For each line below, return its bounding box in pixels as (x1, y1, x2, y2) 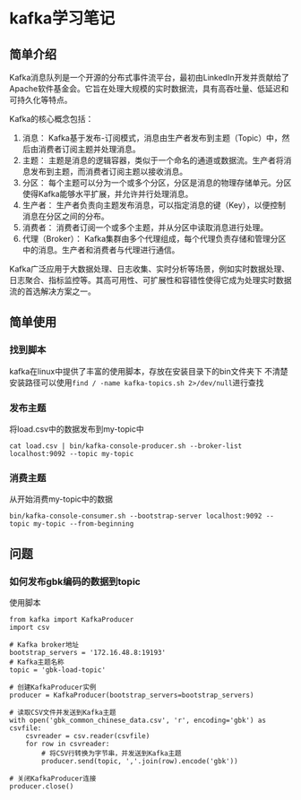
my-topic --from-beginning (32, 520, 134, 529)
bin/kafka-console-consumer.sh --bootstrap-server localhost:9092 (9, 512, 262, 520)
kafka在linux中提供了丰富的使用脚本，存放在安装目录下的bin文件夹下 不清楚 (9, 366, 288, 376)
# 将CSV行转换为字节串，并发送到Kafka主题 (41, 749, 182, 758)
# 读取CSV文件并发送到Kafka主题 (9, 708, 116, 717)
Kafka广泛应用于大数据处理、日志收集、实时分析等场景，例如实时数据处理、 (9, 263, 289, 274)
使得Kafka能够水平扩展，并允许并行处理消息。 (21, 189, 193, 199)
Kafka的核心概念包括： (9, 114, 94, 124)
